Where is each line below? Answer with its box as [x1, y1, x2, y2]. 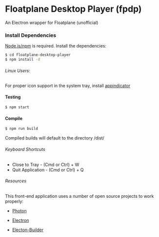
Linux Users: [5, 68, 31, 73]
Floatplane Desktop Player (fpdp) [5, 3, 142, 15]
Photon [12, 208, 27, 213]
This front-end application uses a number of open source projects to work [5, 193, 154, 199]
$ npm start [5, 105, 29, 110]
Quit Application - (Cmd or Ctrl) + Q [12, 166, 84, 172]
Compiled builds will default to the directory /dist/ [5, 135, 105, 141]
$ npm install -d [5, 57, 40, 62]
